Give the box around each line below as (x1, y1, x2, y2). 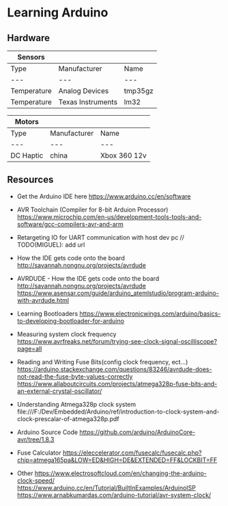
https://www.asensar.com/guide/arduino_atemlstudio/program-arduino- (16, 289, 220, 297)
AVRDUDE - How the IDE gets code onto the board (16, 274, 160, 282)
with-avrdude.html (16, 296, 70, 304)
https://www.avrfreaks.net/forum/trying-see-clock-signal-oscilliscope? (16, 337, 217, 345)
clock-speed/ (16, 476, 55, 484)
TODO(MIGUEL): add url (16, 240, 85, 249)
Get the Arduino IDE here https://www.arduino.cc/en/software (16, 192, 191, 200)
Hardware (7, 32, 50, 44)
